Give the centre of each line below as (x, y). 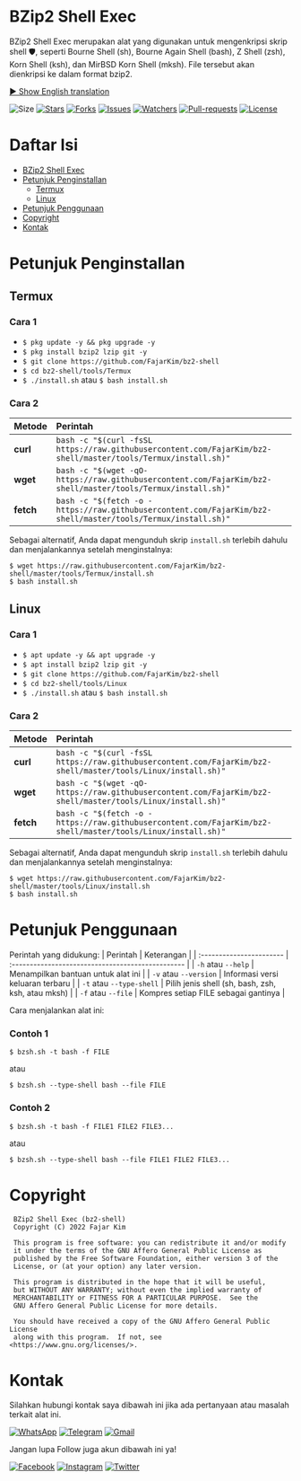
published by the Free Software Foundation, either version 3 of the (146, 1258)
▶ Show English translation (60, 91)
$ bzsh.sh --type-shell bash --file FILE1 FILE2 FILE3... (120, 1159)
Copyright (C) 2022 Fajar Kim (69, 1227)
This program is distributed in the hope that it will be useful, (140, 1282)
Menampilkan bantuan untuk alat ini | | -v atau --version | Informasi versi (144, 974)
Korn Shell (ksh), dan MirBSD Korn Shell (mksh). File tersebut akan (132, 64)
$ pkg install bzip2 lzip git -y (85, 352)
